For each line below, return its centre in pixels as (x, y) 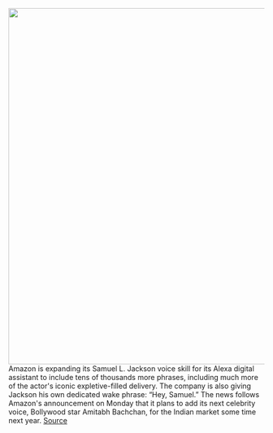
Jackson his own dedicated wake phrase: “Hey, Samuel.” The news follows (134, 394)
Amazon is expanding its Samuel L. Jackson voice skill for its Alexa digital (131, 369)
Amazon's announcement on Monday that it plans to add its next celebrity (132, 403)
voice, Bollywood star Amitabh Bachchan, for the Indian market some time (132, 412)
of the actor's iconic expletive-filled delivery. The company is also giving (130, 386)
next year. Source (38, 420)
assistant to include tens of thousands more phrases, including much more (133, 377)
